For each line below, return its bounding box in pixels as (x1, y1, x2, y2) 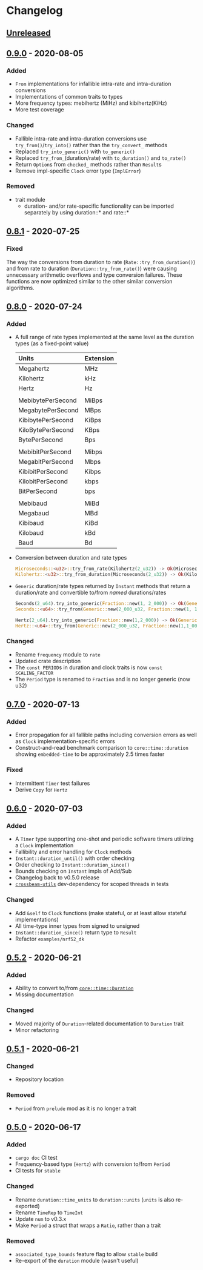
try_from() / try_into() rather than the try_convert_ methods (15, 141, 168, 148)
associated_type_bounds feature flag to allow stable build (15, 1251, 158, 1257)
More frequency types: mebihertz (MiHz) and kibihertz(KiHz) (15, 99, 168, 107)
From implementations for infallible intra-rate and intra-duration (15, 80, 171, 88)
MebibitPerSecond (18, 448, 72, 456)
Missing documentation (15, 991, 74, 998)
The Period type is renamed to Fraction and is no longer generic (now (15, 675, 191, 683)
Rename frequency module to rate (15, 650, 101, 658)
